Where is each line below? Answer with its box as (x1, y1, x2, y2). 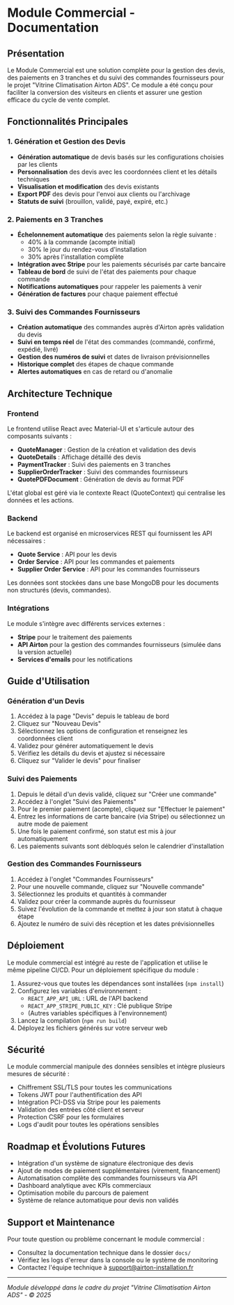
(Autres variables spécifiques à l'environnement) (27, 1008, 168, 1017)
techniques (17, 174, 50, 183)
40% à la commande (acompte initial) (27, 237, 136, 246)
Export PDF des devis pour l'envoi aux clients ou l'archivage (17, 190, 190, 198)
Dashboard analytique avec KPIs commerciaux (17, 1181, 152, 1190)
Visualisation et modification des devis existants (17, 182, 159, 191)
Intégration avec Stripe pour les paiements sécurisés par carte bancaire (17, 260, 226, 268)
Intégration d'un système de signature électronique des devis (17, 1159, 194, 1168)
